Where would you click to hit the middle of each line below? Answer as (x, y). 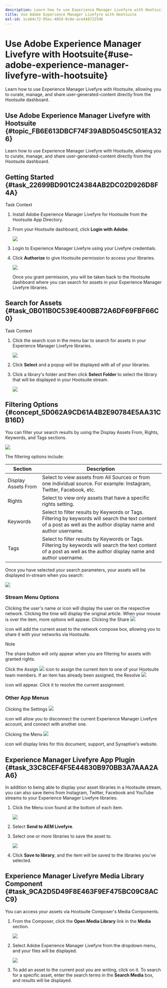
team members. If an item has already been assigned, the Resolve (73, 675)
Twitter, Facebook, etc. (69, 490)
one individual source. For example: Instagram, (96, 483)
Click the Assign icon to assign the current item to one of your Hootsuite (82, 669)
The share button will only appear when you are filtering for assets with (78, 654)
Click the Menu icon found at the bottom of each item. (68, 807)
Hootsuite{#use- (98, 54)
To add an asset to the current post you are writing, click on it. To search (87, 970)
